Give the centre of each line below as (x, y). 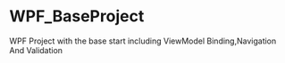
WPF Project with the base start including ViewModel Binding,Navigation (143, 41)
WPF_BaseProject (77, 16)
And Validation (36, 50)
